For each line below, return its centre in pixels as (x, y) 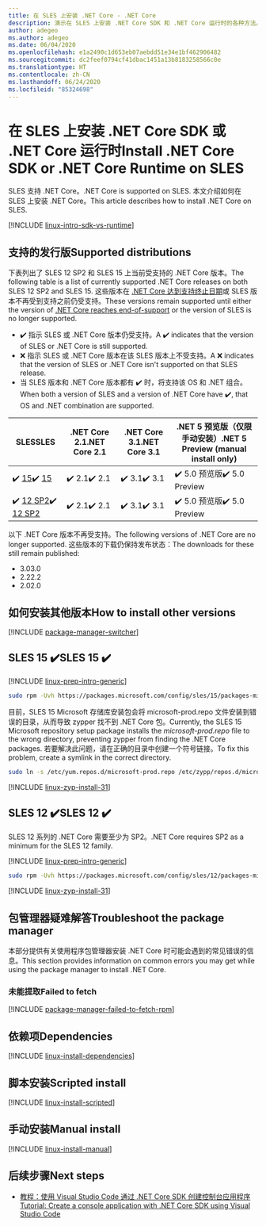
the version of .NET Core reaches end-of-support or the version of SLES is (130, 310)
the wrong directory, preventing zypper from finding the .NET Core (117, 739)
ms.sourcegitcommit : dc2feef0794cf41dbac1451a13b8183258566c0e (115, 60)
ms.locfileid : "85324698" (51, 89)
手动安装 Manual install (65, 1130)
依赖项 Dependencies (61, 1036)
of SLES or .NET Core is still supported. (84, 347)
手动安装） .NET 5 (214, 439)
